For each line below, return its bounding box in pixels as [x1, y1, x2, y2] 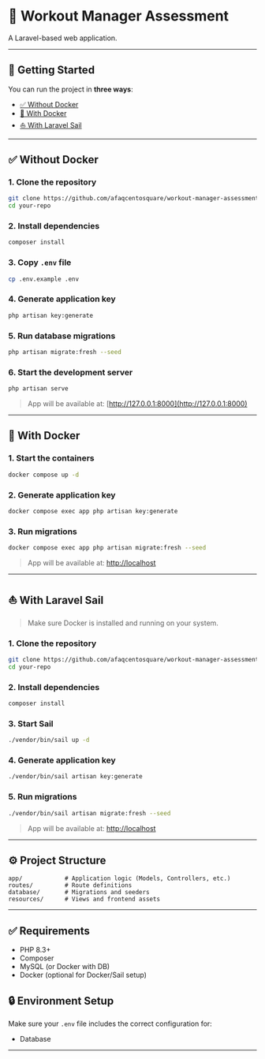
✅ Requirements [8, 924, 91, 938]
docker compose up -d [8, 471, 80, 479]
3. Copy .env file [8, 257, 72, 268]
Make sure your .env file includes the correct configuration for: [8, 1019, 213, 1028]
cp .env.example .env [8, 275, 80, 283]
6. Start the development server [8, 367, 133, 378]
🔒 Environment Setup [8, 994, 114, 1008]
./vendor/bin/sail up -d [8, 736, 90, 744]
